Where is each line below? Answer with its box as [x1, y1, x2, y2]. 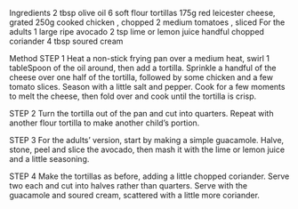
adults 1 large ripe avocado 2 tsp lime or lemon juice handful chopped [9, 27, 265, 36]
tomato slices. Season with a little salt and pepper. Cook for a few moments [9, 82, 286, 92]
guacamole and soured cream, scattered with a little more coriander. [9, 190, 261, 200]
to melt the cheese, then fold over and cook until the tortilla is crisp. [9, 91, 257, 101]
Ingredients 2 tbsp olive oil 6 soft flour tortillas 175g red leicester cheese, [9, 8, 276, 18]
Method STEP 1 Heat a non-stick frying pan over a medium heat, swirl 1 [9, 53, 270, 63]
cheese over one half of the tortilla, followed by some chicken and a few [9, 72, 274, 83]
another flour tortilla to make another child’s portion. [9, 117, 200, 128]
